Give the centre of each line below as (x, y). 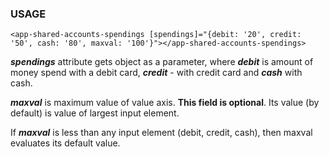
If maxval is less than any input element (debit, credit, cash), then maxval (161, 133)
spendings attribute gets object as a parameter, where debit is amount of (162, 62)
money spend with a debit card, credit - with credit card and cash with (156, 73)
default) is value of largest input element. (95, 113)
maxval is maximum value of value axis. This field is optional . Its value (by (165, 103)
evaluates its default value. (65, 143)
